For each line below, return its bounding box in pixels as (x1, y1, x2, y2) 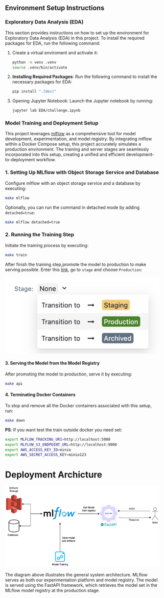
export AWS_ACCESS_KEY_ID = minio (5, 447, 71, 452)
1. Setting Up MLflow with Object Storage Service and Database (5, 169, 159, 176)
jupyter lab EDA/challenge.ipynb (12, 108, 81, 113)
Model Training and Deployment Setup (5, 120, 99, 126)
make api (5, 381, 23, 386)
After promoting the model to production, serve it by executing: (5, 371, 132, 377)
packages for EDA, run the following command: (5, 40, 100, 46)
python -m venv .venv (12, 60, 56, 65)
